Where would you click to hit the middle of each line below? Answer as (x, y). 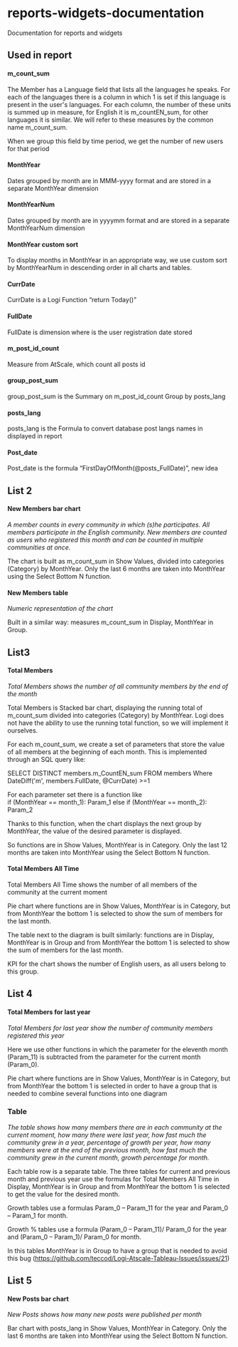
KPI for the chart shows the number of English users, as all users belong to (117, 964)
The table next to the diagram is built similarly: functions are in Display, (111, 934)
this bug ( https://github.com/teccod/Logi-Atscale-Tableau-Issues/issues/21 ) (119, 1258)
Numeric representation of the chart (60, 609)
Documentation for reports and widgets (65, 33)
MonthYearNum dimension (46, 228)
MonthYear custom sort (43, 244)
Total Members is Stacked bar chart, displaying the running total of (105, 708)
